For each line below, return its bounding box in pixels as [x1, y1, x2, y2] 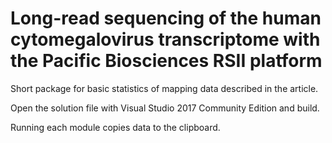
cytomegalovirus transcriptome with [10, 28, 321, 51]
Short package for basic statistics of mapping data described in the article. [10, 82, 319, 94]
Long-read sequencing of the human [10, 7, 322, 30]
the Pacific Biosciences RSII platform [10, 50, 323, 72]
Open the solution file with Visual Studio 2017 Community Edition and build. [10, 102, 320, 114]
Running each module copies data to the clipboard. [10, 121, 221, 133]
